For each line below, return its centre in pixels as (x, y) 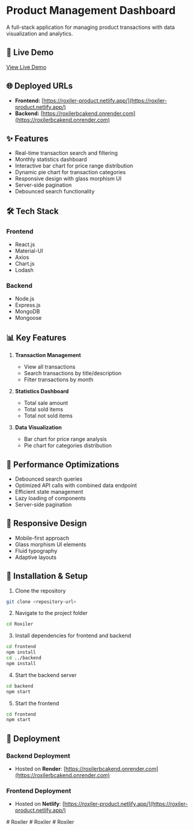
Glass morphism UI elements (50, 544)
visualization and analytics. (40, 33)
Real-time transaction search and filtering (66, 153)
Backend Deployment (38, 755)
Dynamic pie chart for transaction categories (70, 172)
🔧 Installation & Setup (47, 576)
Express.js (28, 305)
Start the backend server (46, 675)
